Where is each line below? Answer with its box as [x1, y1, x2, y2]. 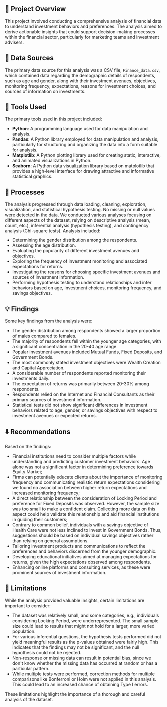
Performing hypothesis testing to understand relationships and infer [12, 280, 152, 286]
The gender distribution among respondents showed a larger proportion [12, 328, 161, 334]
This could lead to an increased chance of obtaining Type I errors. [12, 681, 148, 687]
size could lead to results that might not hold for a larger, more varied [12, 623, 155, 629]
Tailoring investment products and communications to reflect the [12, 543, 146, 549]
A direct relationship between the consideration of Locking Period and [12, 495, 157, 501]
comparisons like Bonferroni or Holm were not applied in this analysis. [12, 676, 156, 682]
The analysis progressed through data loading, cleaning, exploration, [5, 201, 147, 207]
